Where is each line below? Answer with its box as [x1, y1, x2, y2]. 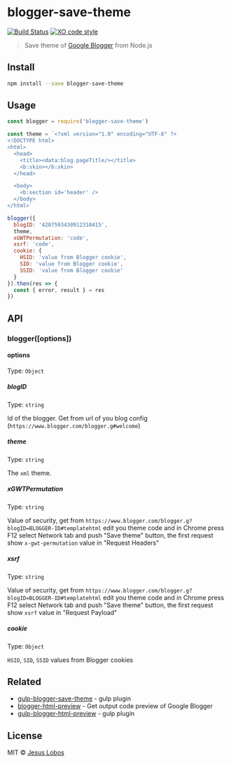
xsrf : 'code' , [13, 241, 55, 248]
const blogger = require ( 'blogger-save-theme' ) [7, 118, 149, 125]
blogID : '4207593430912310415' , [13, 221, 108, 228]
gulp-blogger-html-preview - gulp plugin [17, 710, 135, 718]
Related [7, 676, 42, 688]
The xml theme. [7, 468, 52, 477]
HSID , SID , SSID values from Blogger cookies [7, 656, 134, 664]
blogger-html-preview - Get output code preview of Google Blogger [17, 702, 213, 710]
